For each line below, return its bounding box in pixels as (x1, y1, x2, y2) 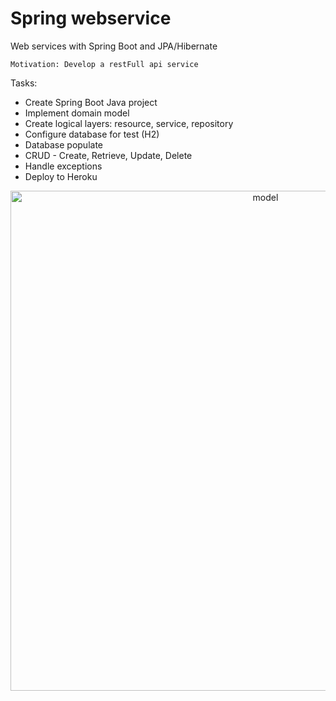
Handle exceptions (24, 160, 103, 172)
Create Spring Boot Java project (24, 96, 158, 108)
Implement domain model (24, 107, 130, 119)
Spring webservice (10, 7, 172, 30)
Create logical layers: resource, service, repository (24, 117, 234, 129)
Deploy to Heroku (24, 170, 98, 182)
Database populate (24, 138, 104, 151)
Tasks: (10, 77, 38, 89)
